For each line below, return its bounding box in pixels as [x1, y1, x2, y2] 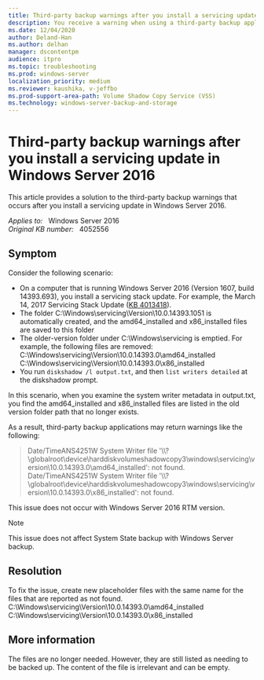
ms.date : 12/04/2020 [8, 26, 76, 34]
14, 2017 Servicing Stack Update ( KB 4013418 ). [19, 300, 172, 309]
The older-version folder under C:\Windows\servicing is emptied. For [19, 333, 243, 343]
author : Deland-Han [8, 33, 72, 42]
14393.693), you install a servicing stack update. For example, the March [19, 292, 255, 301]
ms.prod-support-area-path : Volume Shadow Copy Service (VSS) [8, 92, 216, 100]
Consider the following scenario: [8, 268, 114, 278]
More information [8, 634, 96, 647]
